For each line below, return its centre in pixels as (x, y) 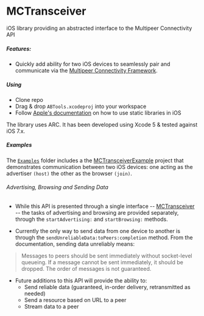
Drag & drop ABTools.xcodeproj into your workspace (81, 106)
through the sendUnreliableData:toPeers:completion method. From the (104, 238)
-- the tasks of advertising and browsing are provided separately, (97, 213)
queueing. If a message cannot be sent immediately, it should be (102, 262)
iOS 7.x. (16, 131)
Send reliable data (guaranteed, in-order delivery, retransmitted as (107, 287)
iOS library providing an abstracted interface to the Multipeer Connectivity (99, 28)
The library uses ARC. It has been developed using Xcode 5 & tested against (102, 124)
